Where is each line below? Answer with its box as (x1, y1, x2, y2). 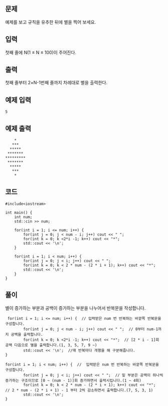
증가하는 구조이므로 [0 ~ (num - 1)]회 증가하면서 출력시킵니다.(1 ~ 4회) (5, 378, 141, 383)
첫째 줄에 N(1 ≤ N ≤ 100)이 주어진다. (5, 49, 77, 55)
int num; (14, 215, 33, 220)
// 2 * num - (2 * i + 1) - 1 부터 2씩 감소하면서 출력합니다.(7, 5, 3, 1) (5, 387, 153, 392)
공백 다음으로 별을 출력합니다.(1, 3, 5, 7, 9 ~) (5, 342, 97, 347)
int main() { (5, 210, 33, 215)
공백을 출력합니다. (11, 332, 43, 337)
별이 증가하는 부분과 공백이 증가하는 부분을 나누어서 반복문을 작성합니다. (5, 305, 146, 311)
